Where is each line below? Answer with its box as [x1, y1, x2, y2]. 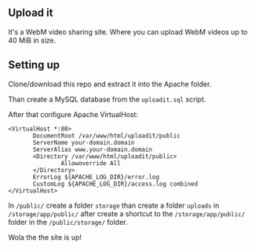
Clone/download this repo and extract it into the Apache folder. [8, 79, 212, 89]
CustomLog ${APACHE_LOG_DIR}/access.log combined [32, 180, 199, 188]
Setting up [8, 58, 60, 72]
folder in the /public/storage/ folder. [8, 217, 128, 226]
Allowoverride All [60, 159, 122, 167]
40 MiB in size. [8, 35, 56, 45]
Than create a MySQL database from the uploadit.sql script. [8, 94, 206, 104]
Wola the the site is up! [8, 232, 82, 242]
